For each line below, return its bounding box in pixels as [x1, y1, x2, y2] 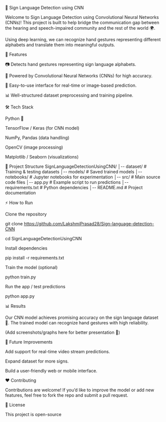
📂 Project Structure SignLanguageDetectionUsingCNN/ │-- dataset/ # [5, 163, 147, 169]
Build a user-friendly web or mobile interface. [5, 368, 98, 373]
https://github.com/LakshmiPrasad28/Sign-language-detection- [24, 221, 155, 226]
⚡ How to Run [5, 200, 33, 206]
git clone [5, 221, 23, 226]
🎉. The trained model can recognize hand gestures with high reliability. [5, 320, 149, 325]
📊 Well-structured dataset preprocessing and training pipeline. [5, 92, 133, 98]
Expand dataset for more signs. [5, 358, 69, 364]
